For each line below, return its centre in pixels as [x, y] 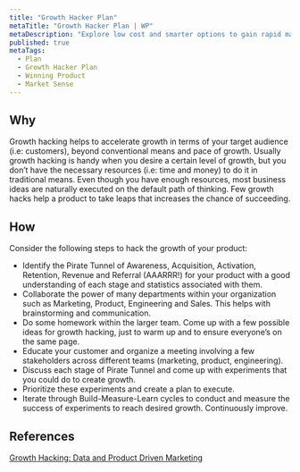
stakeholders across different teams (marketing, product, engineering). [153, 361]
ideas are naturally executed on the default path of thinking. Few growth [142, 190]
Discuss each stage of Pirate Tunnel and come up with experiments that [154, 370]
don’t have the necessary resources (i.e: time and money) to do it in [133, 170]
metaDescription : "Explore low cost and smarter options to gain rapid [145, 34]
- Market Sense [46, 84]
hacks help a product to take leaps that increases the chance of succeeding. [150, 198]
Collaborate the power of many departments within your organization [149, 294]
